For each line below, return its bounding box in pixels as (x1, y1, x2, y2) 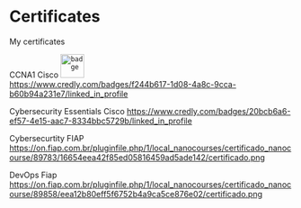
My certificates (9, 36, 66, 47)
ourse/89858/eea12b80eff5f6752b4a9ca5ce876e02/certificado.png (9, 188, 263, 199)
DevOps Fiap (9, 169, 58, 180)
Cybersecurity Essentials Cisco (9, 105, 126, 116)
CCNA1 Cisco (9, 69, 59, 80)
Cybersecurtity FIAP (9, 132, 84, 143)
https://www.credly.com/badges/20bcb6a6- (126, 105, 291, 116)
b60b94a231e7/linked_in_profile (9, 88, 128, 99)
